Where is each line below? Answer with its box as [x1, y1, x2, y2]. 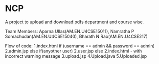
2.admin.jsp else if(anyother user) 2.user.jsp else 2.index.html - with [5, 48, 142, 54]
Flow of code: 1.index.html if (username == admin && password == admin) [5, 43, 155, 48]
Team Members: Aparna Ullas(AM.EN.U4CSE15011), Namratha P [5, 28, 135, 34]
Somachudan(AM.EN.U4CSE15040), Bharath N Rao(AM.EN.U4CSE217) [5, 33, 148, 39]
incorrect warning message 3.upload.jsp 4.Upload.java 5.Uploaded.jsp [5, 53, 147, 59]
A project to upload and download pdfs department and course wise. [5, 19, 144, 25]
